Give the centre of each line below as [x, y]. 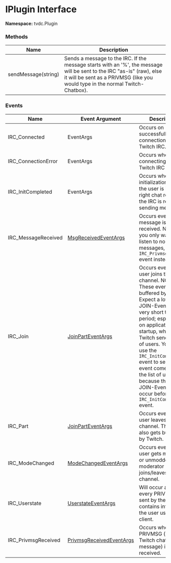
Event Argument [101, 119]
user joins [151, 274]
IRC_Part [18, 426]
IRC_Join [18, 336]
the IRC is [150, 201]
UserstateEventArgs [92, 503]
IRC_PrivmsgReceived [34, 540]
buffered [149, 293]
